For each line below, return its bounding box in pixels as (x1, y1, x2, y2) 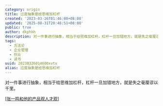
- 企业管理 (9, 47, 29, 52)
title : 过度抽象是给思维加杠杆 (5, 12, 60, 16)
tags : (5, 39, 16, 44)
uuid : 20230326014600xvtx (5, 61, 57, 66)
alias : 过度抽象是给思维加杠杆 (5, 66, 60, 71)
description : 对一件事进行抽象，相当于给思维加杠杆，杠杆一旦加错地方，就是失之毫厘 (5, 34, 156, 39)
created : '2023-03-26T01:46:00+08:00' (5, 16, 83, 21)
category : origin (5, 7, 40, 12)
